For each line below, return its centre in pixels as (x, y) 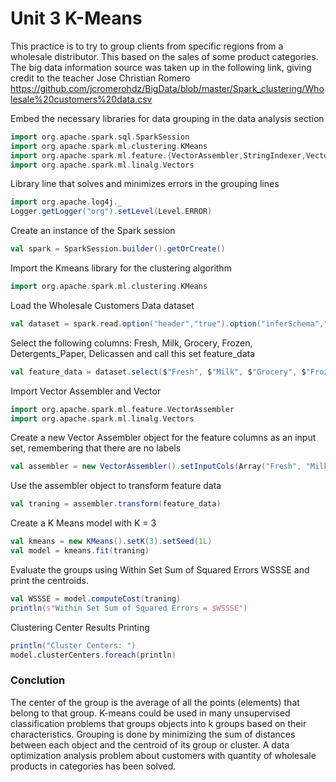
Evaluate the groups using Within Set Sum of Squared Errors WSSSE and (160, 569)
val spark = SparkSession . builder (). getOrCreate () (118, 249)
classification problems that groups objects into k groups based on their (158, 723)
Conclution (38, 680)
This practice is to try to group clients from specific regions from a (147, 46)
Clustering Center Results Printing (80, 627)
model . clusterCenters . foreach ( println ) (93, 655)
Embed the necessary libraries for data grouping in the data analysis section (167, 118)
